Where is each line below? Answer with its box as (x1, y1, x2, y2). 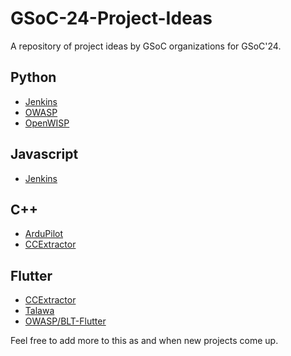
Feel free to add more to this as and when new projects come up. (10, 335, 279, 347)
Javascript (10, 146, 79, 163)
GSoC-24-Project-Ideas (10, 7, 213, 30)
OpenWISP (24, 117, 70, 129)
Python (10, 69, 57, 86)
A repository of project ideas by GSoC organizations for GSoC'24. (10, 40, 282, 52)
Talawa (24, 305, 55, 317)
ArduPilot (24, 228, 64, 240)
